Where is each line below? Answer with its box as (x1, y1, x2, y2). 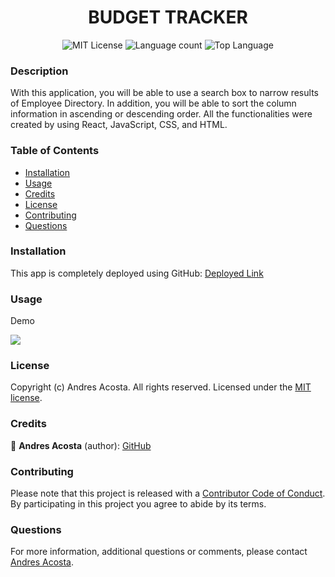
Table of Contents (10, 144, 100, 158)
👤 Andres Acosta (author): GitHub (10, 439, 152, 451)
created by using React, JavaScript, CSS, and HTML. (10, 119, 228, 131)
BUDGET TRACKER (88, 6, 248, 29)
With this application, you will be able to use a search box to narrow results (10, 87, 319, 99)
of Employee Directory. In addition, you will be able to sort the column (10, 97, 297, 110)
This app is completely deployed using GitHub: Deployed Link (10, 267, 264, 279)
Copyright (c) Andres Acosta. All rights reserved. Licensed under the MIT (10, 381, 312, 393)
